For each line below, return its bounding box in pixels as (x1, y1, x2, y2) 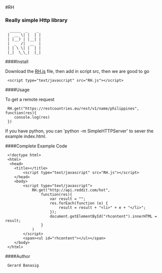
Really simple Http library (5, 16, 68, 23)
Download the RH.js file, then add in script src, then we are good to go (5, 68, 150, 74)
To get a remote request (5, 96, 55, 102)
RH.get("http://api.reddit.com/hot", (31, 187, 111, 193)
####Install (5, 58, 29, 64)
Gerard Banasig (7, 263, 39, 268)
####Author (5, 253, 30, 259)
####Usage (5, 87, 30, 93)
